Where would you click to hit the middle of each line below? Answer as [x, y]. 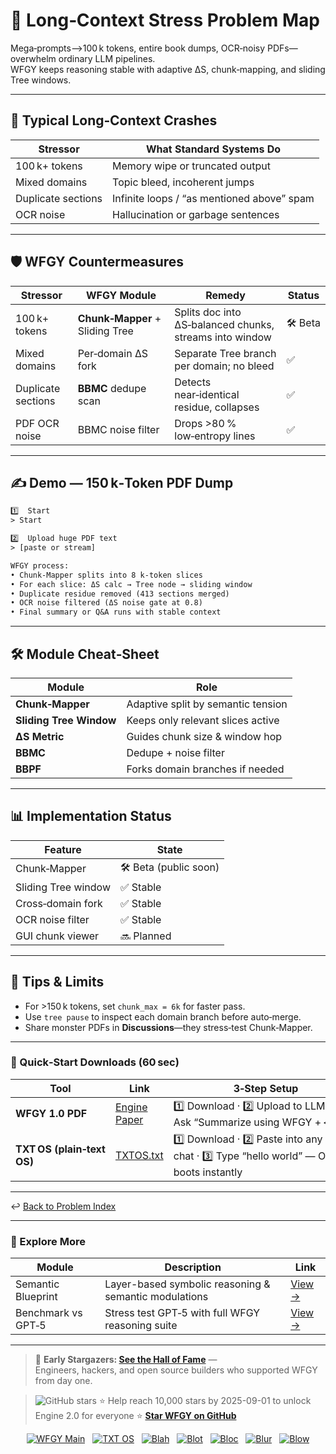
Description [193, 1267]
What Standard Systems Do [213, 149]
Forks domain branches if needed [205, 769]
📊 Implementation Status [91, 816]
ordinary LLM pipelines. [107, 58]
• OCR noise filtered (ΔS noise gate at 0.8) [106, 603]
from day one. [63, 1381]
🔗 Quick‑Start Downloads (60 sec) [95, 1062]
